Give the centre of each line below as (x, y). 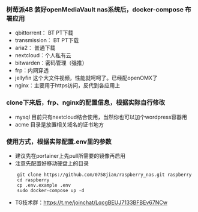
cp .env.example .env (44, 185)
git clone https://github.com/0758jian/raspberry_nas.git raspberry (104, 175)
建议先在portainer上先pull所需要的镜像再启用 (70, 155)
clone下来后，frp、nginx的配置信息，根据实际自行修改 (86, 102)
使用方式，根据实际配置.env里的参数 (59, 142)
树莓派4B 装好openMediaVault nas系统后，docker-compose (95, 9)
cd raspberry (33, 180)
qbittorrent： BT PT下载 (44, 33)
